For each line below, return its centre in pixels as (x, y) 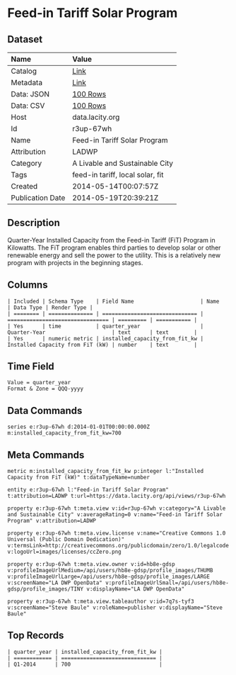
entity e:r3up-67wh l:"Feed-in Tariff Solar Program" (88, 490)
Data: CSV (28, 106)
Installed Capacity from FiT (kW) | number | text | (102, 345)
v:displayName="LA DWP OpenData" (135, 589)
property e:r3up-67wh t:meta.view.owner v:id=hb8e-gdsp (91, 564)
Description (34, 223)
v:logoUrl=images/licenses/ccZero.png (64, 552)
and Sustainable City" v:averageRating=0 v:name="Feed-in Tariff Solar (115, 515)
